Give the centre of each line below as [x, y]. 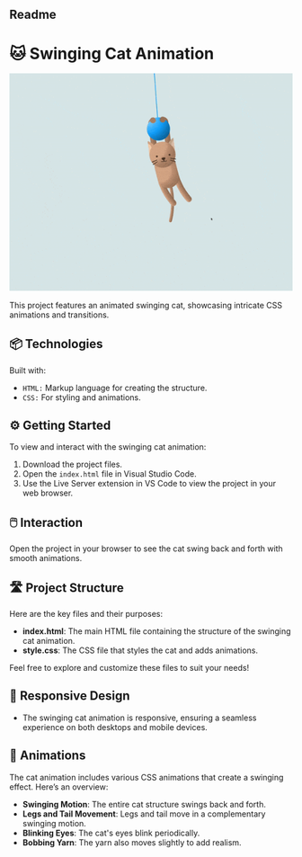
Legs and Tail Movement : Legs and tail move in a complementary [144, 814]
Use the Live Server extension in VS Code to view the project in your [149, 484]
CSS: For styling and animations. [81, 397]
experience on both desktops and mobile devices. [115, 727]
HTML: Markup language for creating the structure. [115, 388]
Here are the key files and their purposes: [86, 613]
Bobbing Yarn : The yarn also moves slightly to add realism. [132, 842]
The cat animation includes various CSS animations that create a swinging [147, 777]
